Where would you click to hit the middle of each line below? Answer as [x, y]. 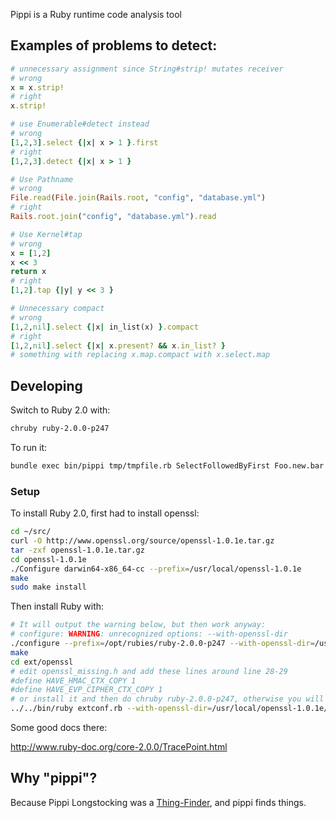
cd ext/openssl [42, 662]
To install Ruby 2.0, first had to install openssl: [105, 513]
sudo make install [48, 587]
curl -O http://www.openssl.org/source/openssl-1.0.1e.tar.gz [142, 541]
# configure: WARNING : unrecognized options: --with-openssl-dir [149, 634]
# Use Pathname [42, 179]
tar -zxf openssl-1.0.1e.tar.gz [77, 550]
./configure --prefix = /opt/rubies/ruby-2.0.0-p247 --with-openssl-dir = [162, 644]
